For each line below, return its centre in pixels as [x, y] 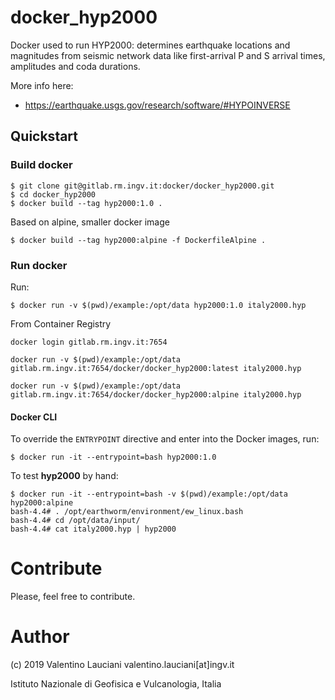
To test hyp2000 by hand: [64, 476]
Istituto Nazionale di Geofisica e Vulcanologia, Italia [116, 684]
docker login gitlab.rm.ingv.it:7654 [89, 342]
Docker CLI [34, 417]
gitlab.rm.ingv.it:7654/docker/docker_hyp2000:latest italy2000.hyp [156, 368]
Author [40, 637]
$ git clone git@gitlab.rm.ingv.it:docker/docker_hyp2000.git [142, 186]
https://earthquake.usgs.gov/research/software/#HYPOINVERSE [157, 105]
